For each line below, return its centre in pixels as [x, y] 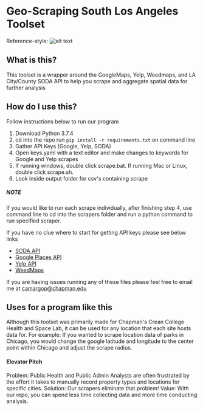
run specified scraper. [34, 221]
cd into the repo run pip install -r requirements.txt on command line [105, 140]
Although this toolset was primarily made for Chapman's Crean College [95, 322]
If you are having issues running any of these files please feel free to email [99, 281]
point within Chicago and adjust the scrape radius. [69, 348]
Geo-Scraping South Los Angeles [92, 11]
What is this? [32, 60]
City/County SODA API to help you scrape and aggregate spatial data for [97, 81]
